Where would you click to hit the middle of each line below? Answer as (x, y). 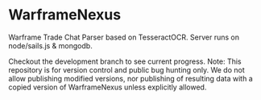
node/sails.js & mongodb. (50, 45)
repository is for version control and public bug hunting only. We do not (127, 69)
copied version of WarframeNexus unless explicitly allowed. (108, 87)
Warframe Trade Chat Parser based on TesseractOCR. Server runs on (124, 37)
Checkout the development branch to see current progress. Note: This (125, 61)
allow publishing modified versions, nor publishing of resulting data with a (130, 78)
